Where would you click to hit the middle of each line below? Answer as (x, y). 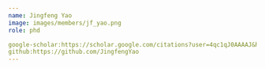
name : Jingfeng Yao (40, 15)
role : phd (24, 30)
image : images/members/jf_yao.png (65, 23)
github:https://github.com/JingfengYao (74, 52)
